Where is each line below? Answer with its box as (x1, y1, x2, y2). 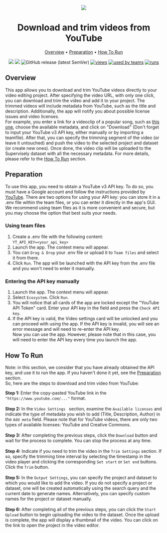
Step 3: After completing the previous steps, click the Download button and (5, 432, 158, 438)
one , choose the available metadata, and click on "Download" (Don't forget (5, 124, 160, 130)
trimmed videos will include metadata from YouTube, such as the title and (5, 103, 156, 109)
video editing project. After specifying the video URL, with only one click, (5, 92, 155, 98)
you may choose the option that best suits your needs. (5, 210, 117, 216)
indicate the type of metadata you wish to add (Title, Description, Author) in (5, 411, 161, 417)
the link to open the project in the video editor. (5, 522, 100, 528)
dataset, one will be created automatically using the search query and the (5, 485, 156, 491)
